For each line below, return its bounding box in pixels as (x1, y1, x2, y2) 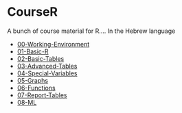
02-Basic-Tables (16, 54, 65, 62)
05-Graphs (16, 76, 49, 84)
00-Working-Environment (16, 40, 90, 48)
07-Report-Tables (16, 90, 67, 99)
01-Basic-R (16, 47, 49, 55)
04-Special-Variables (16, 69, 78, 77)
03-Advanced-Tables (16, 62, 78, 70)
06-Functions (16, 84, 56, 92)
